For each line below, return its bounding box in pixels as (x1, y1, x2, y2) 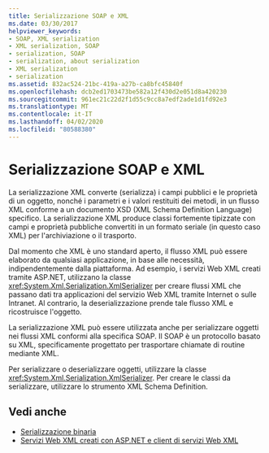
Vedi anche (8, 405, 67, 419)
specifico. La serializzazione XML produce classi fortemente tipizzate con (8, 213, 256, 223)
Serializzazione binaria (20, 426, 97, 436)
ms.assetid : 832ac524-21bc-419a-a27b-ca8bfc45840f (8, 80, 184, 88)
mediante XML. (8, 348, 59, 358)
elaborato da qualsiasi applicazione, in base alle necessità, (8, 255, 205, 264)
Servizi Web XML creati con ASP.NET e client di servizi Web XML (20, 435, 239, 445)
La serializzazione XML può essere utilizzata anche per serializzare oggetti (8, 322, 259, 332)
